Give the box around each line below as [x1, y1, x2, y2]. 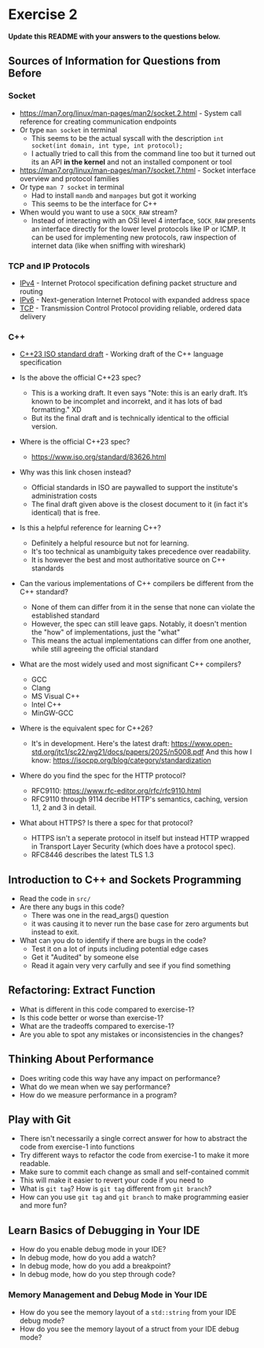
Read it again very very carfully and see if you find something [31, 961, 231, 971]
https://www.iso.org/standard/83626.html [31, 452, 167, 462]
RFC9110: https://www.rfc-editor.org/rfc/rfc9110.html [31, 786, 202, 796]
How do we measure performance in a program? [19, 1090, 178, 1100]
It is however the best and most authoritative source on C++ [31, 555, 226, 565]
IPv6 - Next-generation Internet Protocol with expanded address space [19, 295, 250, 304]
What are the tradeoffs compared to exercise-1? [19, 1021, 175, 1030]
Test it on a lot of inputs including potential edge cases [31, 944, 209, 954]
